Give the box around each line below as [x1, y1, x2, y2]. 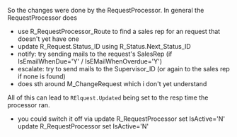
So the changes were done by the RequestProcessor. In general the [7, 6, 204, 14]
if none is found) [17, 72, 66, 81]
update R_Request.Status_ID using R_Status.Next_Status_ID [17, 42, 191, 50]
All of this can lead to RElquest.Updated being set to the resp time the [7, 93, 209, 102]
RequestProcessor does [7, 13, 78, 22]
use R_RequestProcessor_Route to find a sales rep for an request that [17, 28, 221, 35]
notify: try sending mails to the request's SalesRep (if [17, 49, 173, 58]
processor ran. [7, 101, 50, 109]
